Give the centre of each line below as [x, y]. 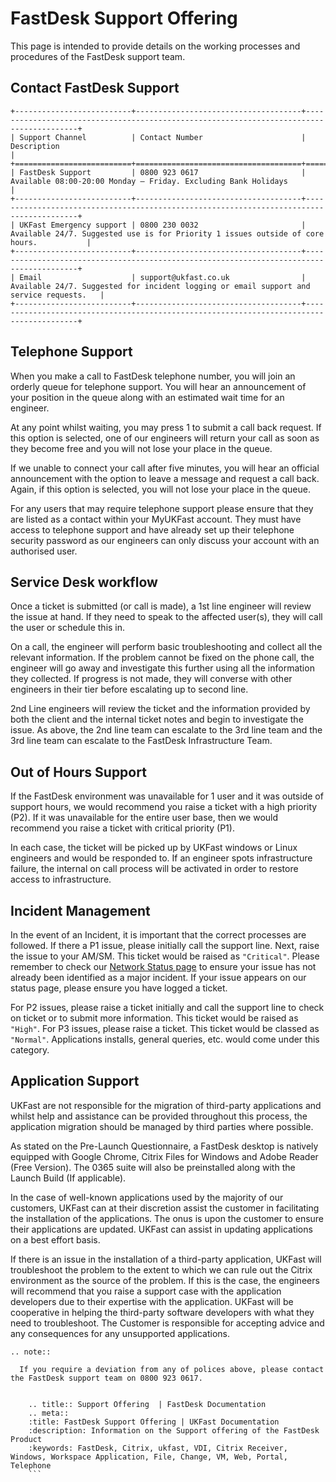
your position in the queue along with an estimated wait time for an [147, 397]
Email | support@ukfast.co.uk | [163, 277]
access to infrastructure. [61, 879]
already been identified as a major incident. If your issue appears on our [158, 977]
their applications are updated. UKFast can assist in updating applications [161, 1229]
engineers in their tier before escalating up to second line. [129, 689]
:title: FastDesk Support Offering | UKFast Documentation [154, 1422]
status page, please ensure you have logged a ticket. [119, 988]
